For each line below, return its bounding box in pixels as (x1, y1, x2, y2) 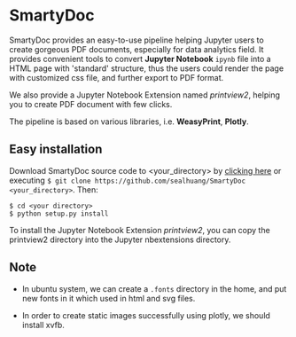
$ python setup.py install (9, 209, 109, 218)
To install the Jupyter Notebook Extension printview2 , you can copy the (9, 224, 270, 235)
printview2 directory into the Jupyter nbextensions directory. (9, 234, 231, 245)
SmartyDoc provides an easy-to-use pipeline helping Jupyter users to (9, 35, 264, 45)
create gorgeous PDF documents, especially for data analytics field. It (9, 43, 264, 54)
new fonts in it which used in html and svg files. (21, 293, 196, 303)
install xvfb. (21, 319, 65, 330)
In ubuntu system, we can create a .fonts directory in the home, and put (21, 283, 287, 294)
